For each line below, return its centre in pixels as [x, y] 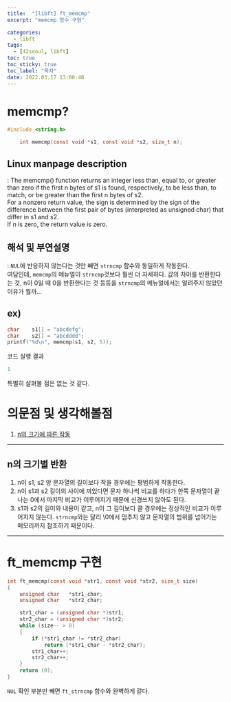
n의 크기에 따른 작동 [44, 434]
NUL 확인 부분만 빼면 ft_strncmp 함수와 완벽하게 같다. [78, 691]
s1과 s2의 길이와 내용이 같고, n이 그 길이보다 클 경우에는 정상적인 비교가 [113, 508]
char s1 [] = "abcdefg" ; [46, 329]
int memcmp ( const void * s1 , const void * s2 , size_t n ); [101, 142]
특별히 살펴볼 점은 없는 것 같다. [48, 383]
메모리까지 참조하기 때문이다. [56, 525]
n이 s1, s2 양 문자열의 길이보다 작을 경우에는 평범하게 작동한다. [101, 482]
